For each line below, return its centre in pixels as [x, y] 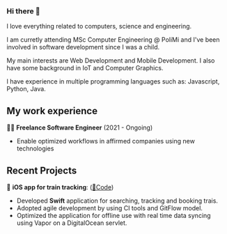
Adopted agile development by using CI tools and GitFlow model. [110, 208]
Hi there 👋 [24, 11]
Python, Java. [26, 89]
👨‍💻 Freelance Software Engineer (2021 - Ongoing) [80, 127]
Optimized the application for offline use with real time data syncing [113, 215]
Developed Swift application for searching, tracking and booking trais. [117, 201]
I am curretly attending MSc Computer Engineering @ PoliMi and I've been [113, 40]
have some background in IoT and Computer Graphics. [85, 68]
